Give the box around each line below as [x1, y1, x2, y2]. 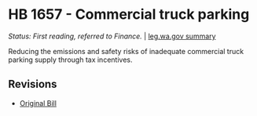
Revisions [8, 78, 57, 91]
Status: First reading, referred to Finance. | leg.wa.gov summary [8, 31, 216, 41]
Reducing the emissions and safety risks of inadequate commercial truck [8, 46, 244, 56]
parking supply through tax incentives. [8, 55, 133, 64]
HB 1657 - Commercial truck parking [8, 5, 250, 24]
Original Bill [19, 98, 57, 107]
